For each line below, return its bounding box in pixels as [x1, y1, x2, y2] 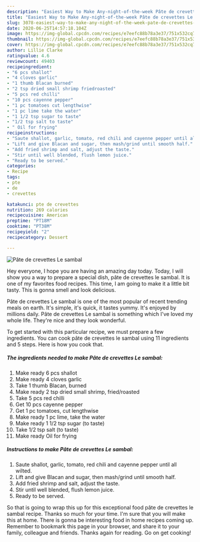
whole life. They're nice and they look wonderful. [7, 317, 126, 324]
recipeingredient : [7, 63, 52, 70]
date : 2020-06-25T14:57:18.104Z [7, 25, 87, 31]
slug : [7, 20, 20, 25]
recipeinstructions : [7, 130, 58, 136]
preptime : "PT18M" [7, 218, 52, 224]
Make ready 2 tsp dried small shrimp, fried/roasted [15, 388, 140, 395]
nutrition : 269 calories [7, 207, 68, 213]
